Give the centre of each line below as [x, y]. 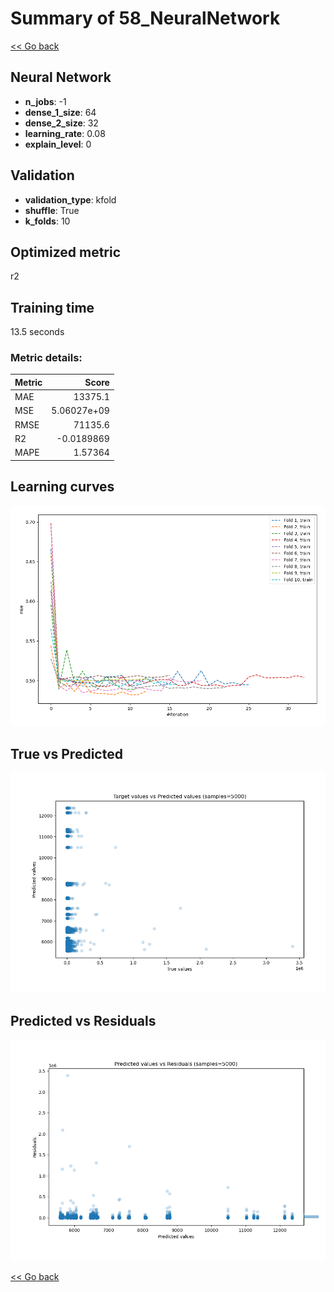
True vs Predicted [66, 753]
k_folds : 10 [47, 221]
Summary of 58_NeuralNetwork [145, 18]
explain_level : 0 [58, 144]
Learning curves [62, 487]
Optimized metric [66, 252]
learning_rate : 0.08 [65, 133]
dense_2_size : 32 [61, 123]
